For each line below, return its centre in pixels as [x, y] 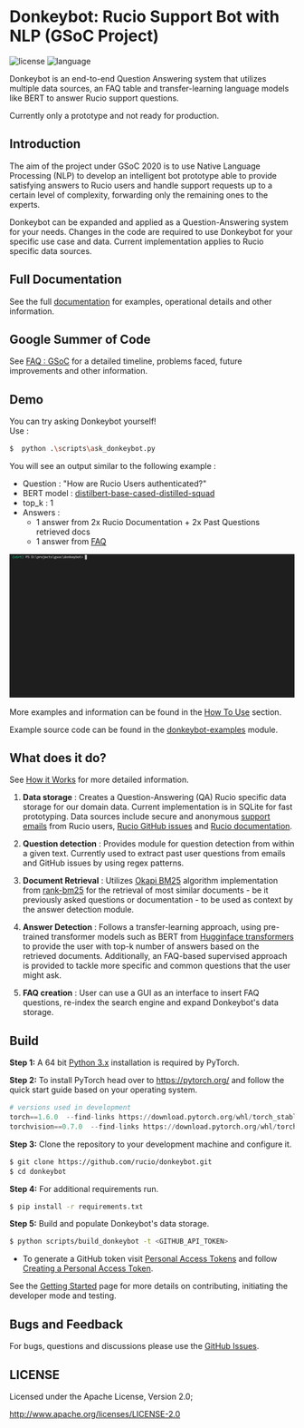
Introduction [45, 144]
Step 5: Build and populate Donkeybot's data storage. [109, 1224]
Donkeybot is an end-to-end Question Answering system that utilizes [138, 78]
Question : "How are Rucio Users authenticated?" [114, 484]
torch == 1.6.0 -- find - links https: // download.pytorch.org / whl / [131, 1118]
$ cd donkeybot [38, 1171]
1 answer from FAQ [71, 542]
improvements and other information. [78, 371]
